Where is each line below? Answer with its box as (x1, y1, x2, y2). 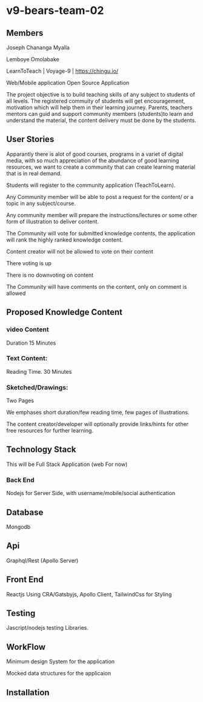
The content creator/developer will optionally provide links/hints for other (6, 420, 189, 428)
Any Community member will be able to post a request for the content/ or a (6, 193, 194, 200)
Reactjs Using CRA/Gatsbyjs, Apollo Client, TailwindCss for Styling (6, 590, 172, 598)
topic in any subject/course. (6, 200, 76, 207)
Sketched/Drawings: (6, 383, 68, 391)
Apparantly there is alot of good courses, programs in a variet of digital (6, 150, 184, 158)
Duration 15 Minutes (6, 339, 56, 346)
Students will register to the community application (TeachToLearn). (6, 181, 176, 189)
